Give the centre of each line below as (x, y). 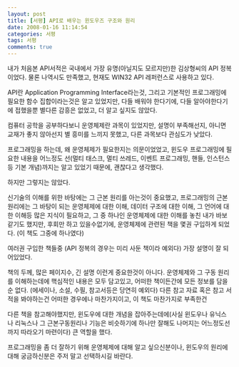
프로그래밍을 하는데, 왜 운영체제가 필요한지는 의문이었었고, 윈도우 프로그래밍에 (116, 149)
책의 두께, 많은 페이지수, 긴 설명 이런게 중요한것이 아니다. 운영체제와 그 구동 (112, 272)
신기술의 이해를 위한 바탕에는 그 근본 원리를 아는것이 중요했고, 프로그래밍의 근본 (118, 197)
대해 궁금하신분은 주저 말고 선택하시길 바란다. (70, 356)
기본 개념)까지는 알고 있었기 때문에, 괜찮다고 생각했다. (89, 167)
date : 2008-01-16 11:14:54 (47, 27)
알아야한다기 (211, 101)
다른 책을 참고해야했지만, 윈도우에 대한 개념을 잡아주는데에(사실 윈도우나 (108, 314)
